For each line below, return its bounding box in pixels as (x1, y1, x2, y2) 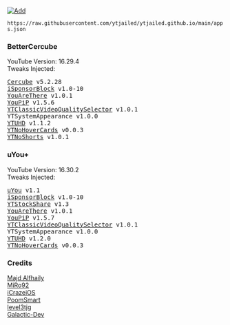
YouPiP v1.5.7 (7, 213, 55, 222)
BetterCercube (7, 41, 58, 51)
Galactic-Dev (7, 310, 45, 318)
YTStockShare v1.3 (7, 200, 70, 208)
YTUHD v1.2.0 (7, 234, 52, 242)
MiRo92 (7, 281, 30, 289)
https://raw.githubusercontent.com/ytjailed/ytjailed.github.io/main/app (7, 20, 224, 27)
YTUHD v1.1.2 (7, 119, 52, 127)
